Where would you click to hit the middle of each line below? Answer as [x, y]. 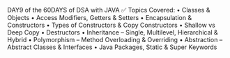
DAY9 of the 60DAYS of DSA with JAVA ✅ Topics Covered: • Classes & [109, 10]
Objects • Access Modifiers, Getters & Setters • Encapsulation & [100, 18]
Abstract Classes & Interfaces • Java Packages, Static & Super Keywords [112, 47]
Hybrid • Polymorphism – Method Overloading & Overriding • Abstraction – [115, 40]
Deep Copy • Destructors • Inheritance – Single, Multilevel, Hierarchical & [113, 32]
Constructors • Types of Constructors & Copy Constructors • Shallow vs [112, 25]
